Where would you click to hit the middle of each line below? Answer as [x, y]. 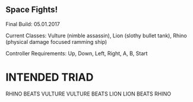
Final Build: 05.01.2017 [33, 24]
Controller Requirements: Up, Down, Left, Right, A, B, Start [77, 53]
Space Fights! [31, 10]
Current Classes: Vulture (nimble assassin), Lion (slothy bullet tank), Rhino [96, 36]
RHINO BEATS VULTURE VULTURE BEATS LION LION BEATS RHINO [88, 94]
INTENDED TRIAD [50, 77]
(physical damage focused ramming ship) [56, 42]
